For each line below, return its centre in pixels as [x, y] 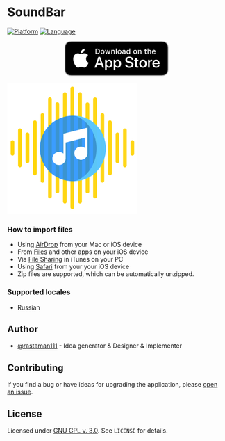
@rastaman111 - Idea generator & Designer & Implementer [100, 346]
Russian [28, 307]
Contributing [35, 368]
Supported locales [39, 292]
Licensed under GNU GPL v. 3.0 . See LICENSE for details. [87, 430]
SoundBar [36, 12]
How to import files [40, 229]
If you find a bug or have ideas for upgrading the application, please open [112, 385]
